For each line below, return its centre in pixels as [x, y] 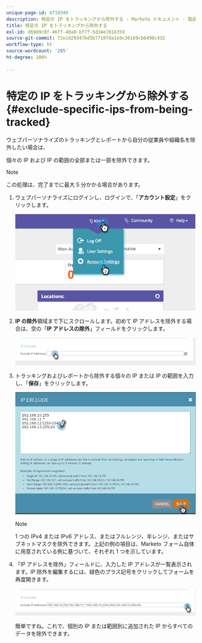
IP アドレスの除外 [68, 328]
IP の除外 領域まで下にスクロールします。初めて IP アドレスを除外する [101, 321]
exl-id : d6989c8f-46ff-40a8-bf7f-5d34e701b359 [66, 32]
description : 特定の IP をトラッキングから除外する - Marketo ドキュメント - [96, 19]
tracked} [29, 122]
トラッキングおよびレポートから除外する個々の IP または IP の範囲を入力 [104, 375]
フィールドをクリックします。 [132, 328]
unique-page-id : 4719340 [37, 13]
